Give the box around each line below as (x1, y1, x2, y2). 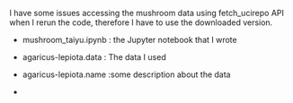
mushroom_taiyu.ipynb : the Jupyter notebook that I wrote (22, 35, 237, 45)
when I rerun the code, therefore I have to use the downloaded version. (9, 17, 273, 28)
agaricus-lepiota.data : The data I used (22, 52, 166, 62)
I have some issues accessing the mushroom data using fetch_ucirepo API (9, 8, 285, 18)
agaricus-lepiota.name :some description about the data (22, 69, 231, 80)
